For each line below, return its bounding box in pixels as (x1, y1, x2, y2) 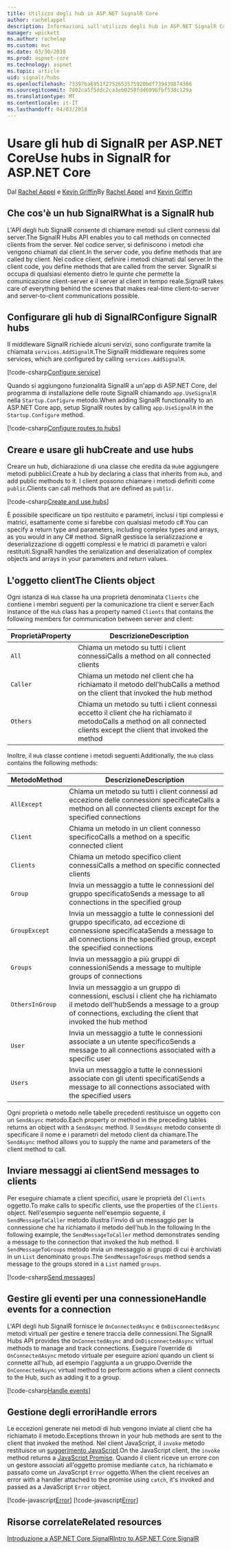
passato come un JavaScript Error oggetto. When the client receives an (7, 1469, 210, 1477)
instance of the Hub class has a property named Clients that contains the (7, 607, 214, 615)
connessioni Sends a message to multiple (69, 963, 201, 972)
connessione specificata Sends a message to (69, 925, 214, 935)
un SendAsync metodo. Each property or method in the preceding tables (7, 1115, 207, 1124)
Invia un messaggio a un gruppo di (69, 982, 181, 992)
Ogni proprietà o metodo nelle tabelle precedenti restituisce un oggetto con (7, 1108, 221, 1117)
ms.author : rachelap (7, 36, 67, 43)
